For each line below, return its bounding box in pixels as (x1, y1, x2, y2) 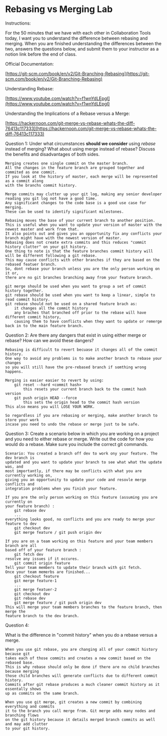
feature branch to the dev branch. (5, 613, 79, 618)
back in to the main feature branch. (5, 323, 84, 328)
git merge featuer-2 (14, 587, 57, 592)
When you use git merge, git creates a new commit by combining (5, 699, 142, 704)
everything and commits (5, 704, 55, 709)
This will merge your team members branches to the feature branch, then (5, 605, 162, 610)
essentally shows (5, 686, 41, 691)
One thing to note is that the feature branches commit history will (5, 248, 153, 254)
